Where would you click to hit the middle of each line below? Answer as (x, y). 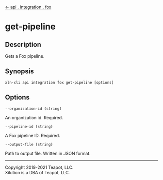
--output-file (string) (29, 144)
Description (23, 44)
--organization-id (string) (33, 109)
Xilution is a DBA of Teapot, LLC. (38, 172)
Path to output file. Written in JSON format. (48, 153)
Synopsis (19, 72)
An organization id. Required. (34, 117)
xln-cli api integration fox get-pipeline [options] (59, 82)
